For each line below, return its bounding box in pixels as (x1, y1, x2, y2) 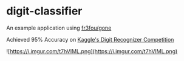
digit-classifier (6, 4, 83, 18)
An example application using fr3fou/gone (6, 24, 112, 31)
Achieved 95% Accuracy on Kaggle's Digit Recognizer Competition (6, 36, 174, 43)
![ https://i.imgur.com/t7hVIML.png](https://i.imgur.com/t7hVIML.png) (6, 47, 178, 55)
